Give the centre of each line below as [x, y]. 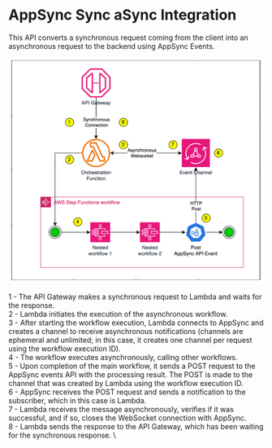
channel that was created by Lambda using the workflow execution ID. [126, 384]
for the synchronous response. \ [62, 435]
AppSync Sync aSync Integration [123, 15]
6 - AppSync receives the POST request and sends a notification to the [127, 392]
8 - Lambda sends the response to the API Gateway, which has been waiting [136, 427]
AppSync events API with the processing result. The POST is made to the [131, 375]
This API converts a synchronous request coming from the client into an [129, 37]
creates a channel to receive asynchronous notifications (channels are [126, 332]
